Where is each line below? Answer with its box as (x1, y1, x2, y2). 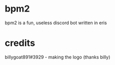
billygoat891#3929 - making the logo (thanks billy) (5, 54, 110, 60)
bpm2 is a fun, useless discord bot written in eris (5, 20, 107, 26)
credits (5, 37, 35, 49)
